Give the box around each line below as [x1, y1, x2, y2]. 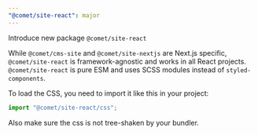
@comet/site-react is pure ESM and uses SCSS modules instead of [8, 64, 225, 75]
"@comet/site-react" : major [8, 11, 101, 20]
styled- [226, 66, 252, 75]
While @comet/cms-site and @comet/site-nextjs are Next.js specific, [8, 48, 227, 57]
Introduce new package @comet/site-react [8, 33, 147, 42]
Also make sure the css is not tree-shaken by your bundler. [8, 118, 199, 127]
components [8, 75, 44, 82]
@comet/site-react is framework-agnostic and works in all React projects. [8, 57, 246, 66]
